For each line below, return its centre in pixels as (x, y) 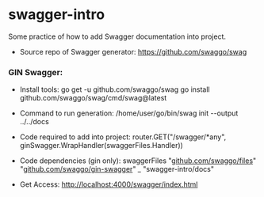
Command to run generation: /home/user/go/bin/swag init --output (129, 113)
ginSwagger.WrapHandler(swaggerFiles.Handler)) (101, 146)
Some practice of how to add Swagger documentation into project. (117, 36)
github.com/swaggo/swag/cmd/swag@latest (93, 98)
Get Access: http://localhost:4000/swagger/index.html (109, 184)
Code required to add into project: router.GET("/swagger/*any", (123, 137)
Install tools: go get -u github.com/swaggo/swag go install (115, 89)
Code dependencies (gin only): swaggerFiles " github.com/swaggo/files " (138, 161)
